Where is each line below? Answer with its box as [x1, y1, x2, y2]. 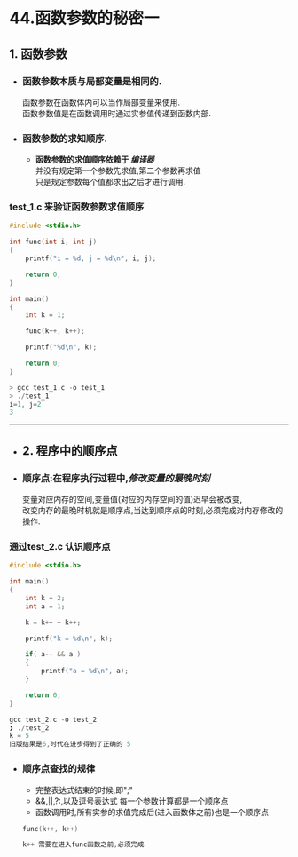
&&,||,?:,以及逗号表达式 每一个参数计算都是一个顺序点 [35, 796, 229, 806]
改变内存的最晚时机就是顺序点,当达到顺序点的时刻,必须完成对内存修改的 [21, 505, 284, 516]
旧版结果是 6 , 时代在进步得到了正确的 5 [9, 740, 131, 749]
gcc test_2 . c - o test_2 [9, 715, 98, 724]
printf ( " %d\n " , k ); [25, 343, 98, 352]
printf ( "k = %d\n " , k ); [25, 634, 114, 643]
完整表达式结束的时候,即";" [35, 784, 133, 795]
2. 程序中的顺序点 [21, 443, 118, 458]
